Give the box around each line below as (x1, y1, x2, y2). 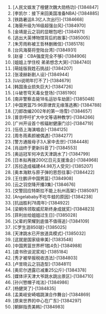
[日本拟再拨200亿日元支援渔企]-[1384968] (12, 157, 98, 163)
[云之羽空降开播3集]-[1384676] (12, 181, 76, 187)
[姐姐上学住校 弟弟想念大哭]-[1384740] (12, 59, 91, 65)
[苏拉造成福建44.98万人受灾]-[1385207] (12, 163, 93, 169)
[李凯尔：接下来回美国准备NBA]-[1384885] (12, 10, 99, 16)
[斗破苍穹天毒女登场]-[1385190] (12, 90, 77, 95)
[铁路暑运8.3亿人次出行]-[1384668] (12, 17, 84, 22)
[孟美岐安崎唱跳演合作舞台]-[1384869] (12, 292, 90, 297)
